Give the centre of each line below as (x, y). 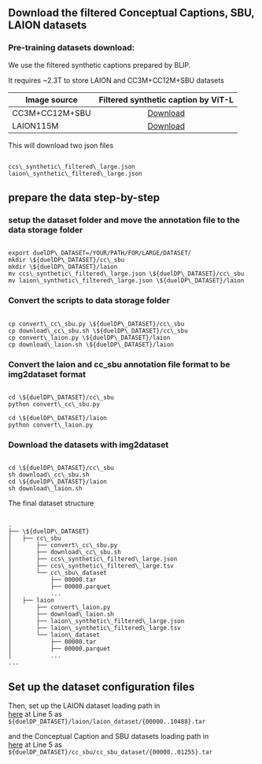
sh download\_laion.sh (45, 489)
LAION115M (35, 125)
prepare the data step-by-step (84, 198)
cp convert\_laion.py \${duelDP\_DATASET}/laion (89, 337)
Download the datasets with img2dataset (89, 445)
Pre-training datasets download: (72, 48)
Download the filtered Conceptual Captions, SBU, (131, 13)
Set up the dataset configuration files (101, 686)
